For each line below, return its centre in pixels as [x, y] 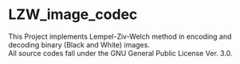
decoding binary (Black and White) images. [79, 44]
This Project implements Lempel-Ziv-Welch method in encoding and [120, 36]
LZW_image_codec [73, 15]
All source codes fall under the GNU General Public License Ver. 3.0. [120, 53]
